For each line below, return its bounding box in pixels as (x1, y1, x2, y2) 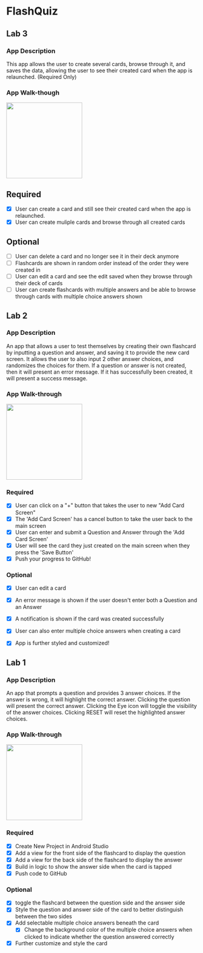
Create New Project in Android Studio (15, 842, 109, 850)
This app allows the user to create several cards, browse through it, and (6, 60, 186, 67)
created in (15, 266, 41, 274)
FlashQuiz (6, 4, 59, 18)
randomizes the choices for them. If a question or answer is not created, (6, 362, 187, 369)
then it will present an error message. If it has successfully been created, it (6, 368, 193, 375)
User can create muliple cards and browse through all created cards (15, 218, 185, 226)
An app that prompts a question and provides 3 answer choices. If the (6, 690, 181, 697)
